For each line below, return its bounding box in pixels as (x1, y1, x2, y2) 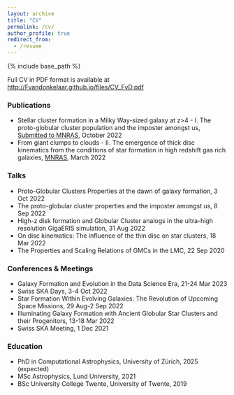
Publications (7, 100, 51, 110)
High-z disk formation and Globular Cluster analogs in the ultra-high (17, 216, 213, 224)
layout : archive (7, 10, 54, 17)
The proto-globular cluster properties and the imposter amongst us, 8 (17, 201, 218, 210)
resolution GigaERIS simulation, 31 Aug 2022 (17, 224, 145, 232)
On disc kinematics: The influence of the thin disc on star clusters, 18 (17, 231, 217, 240)
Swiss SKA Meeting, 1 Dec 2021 (17, 324, 109, 332)
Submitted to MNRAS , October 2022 (17, 131, 122, 140)
